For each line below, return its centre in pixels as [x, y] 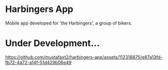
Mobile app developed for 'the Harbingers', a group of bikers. [69, 23]
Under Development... [53, 43]
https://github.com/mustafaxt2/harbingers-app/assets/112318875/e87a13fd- [84, 57]
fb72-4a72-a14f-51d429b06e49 [38, 62]
